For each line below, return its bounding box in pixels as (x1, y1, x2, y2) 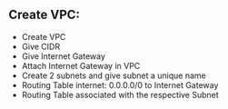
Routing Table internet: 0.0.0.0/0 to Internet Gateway (21, 79, 219, 90)
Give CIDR (21, 41, 61, 52)
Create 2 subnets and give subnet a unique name (21, 70, 206, 81)
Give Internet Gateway (21, 50, 106, 62)
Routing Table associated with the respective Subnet (21, 89, 219, 100)
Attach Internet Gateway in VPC (21, 60, 141, 71)
